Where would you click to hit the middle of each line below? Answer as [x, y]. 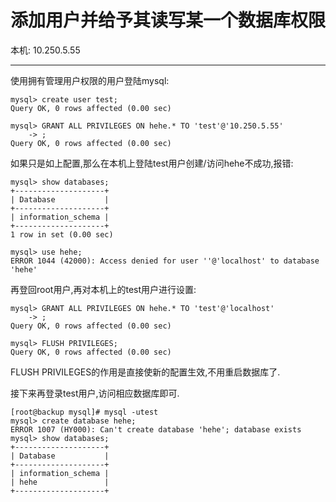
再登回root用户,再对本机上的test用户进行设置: [103, 289]
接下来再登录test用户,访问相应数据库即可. [95, 393]
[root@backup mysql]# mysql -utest [84, 412]
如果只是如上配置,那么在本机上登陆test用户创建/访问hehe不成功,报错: [152, 163]
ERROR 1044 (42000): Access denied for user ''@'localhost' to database [165, 261]
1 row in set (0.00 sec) [62, 234]
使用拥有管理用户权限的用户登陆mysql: [90, 80]
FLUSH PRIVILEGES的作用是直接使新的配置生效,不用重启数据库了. [145, 372]
